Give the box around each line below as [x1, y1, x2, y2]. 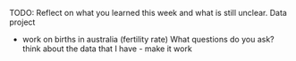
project [9, 17, 36, 27]
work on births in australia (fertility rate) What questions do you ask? [21, 34, 275, 44]
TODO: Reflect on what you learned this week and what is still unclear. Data [9, 8, 288, 18]
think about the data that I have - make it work [21, 43, 192, 54]
